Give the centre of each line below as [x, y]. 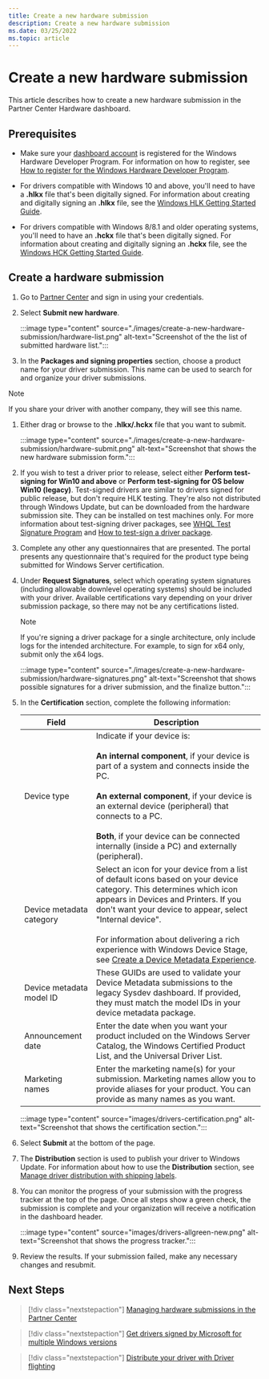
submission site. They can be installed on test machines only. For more [137, 515]
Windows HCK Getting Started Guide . [82, 252]
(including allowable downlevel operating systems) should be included [136, 589]
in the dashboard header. [61, 1216]
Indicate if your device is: [143, 735]
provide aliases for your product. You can [173, 1088]
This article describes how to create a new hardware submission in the [125, 100]
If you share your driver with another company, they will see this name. [125, 409]
